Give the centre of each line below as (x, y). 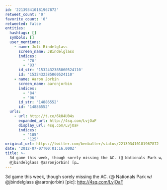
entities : (15, 28)
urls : (15, 112)
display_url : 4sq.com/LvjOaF (48, 125)
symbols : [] (22, 38)
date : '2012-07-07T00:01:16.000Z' (41, 149)
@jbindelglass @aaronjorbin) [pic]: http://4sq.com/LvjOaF (64, 182)
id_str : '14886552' (38, 102)
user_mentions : (25, 42)
